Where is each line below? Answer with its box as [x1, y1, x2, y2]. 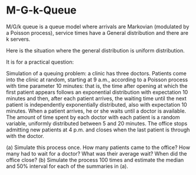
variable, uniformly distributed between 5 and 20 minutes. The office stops [6, 120, 188, 127]
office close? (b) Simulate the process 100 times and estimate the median [6, 156, 184, 163]
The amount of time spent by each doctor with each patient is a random [6, 113, 180, 121]
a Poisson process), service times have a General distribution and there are [6, 29, 188, 36]
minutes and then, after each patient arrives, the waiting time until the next [6, 95, 187, 102]
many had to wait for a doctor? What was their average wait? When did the [6, 150, 187, 157]
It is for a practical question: [6, 58, 74, 65]
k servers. [6, 35, 31, 42]
